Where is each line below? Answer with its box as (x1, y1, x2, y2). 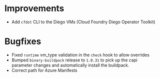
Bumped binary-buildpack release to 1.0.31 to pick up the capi (11, 57, 138, 63)
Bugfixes (4, 36, 42, 47)
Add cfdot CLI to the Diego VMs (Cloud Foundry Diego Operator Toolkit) (11, 19, 156, 25)
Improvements (4, 3, 64, 14)
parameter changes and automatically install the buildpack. (11, 62, 130, 68)
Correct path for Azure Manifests (11, 67, 78, 73)
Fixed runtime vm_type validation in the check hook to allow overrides (11, 52, 150, 58)
